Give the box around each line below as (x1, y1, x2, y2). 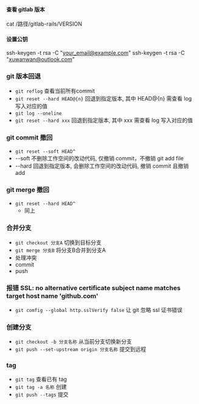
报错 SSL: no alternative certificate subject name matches (6, 283, 181, 292)
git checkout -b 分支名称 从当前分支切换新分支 (15, 338, 132, 346)
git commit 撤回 (6, 133, 53, 141)
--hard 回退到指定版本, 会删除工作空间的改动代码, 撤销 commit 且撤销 (15, 162, 189, 169)
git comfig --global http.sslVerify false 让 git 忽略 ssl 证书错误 (15, 306, 183, 313)
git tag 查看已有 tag (15, 375, 67, 383)
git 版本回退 (6, 72, 41, 80)
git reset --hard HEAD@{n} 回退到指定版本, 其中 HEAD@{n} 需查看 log (15, 94, 192, 102)
